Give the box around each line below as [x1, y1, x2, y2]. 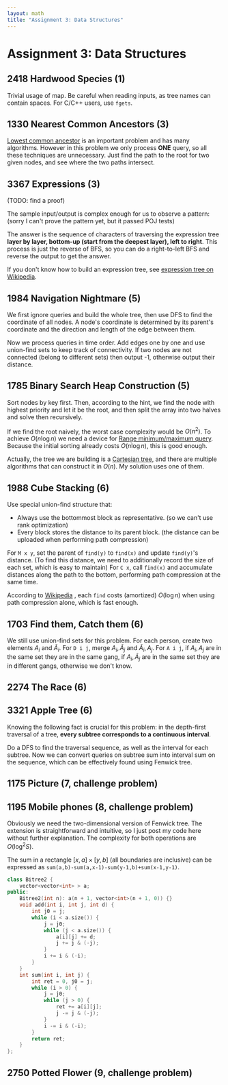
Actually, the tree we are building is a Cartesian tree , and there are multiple [7, 455, 217, 463]
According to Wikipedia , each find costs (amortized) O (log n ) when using [7, 591, 215, 599]
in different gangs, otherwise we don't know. [7, 662, 132, 670]
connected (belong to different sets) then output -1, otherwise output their [7, 353, 215, 361]
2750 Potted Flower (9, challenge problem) [7, 1067, 193, 1079]
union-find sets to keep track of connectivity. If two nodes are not [7, 345, 193, 353]
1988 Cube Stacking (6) [7, 482, 110, 494]
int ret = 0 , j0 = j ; [31, 977, 94, 985]
